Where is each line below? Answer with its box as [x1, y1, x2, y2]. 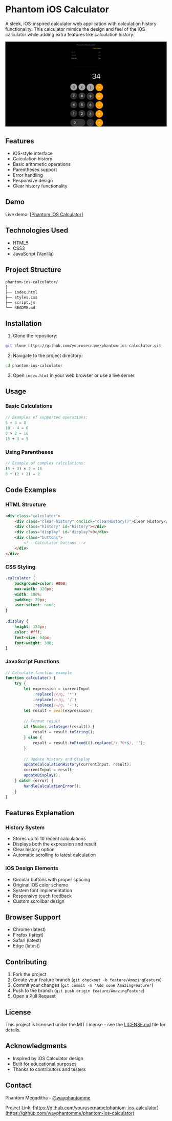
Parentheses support [12, 166, 57, 173]
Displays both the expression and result [12, 841, 96, 847]
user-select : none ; [14, 603, 56, 608]
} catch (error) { [14, 778, 54, 784]
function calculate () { [5, 675, 56, 681]
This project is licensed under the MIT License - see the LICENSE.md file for [5, 1021, 166, 1027]
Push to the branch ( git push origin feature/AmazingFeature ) [12, 987, 145, 994]
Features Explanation [5, 808, 75, 817]
